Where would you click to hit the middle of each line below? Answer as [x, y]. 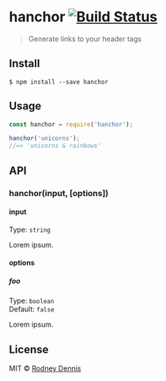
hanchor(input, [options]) [59, 193]
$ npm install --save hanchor [59, 82]
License [29, 349]
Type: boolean [32, 301]
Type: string [30, 229]
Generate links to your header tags [85, 39]
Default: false [32, 309]
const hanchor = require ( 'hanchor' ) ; [71, 124]
